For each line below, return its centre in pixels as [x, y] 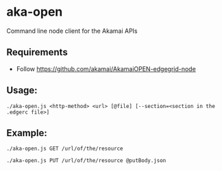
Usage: [22, 91]
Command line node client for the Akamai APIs [72, 31]
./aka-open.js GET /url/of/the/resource [65, 149]
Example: [27, 133]
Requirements [37, 52]
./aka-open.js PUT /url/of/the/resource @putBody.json [86, 161]
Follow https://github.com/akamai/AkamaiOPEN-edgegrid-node [106, 68]
